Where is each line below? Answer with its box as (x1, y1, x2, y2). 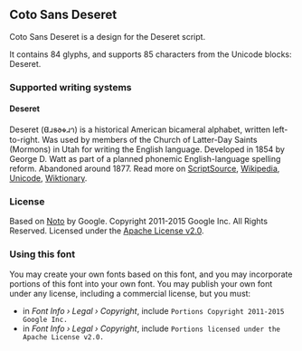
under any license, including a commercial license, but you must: (9, 288, 251, 299)
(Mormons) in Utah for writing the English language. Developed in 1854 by (9, 144, 285, 155)
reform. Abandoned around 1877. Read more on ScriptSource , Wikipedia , (9, 163, 280, 174)
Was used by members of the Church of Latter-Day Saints (42, 134, 258, 145)
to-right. (9, 134, 41, 145)
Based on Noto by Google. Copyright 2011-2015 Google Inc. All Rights (9, 216, 269, 227)
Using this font (9, 248, 76, 261)
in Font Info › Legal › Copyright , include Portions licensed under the (22, 323, 280, 334)
